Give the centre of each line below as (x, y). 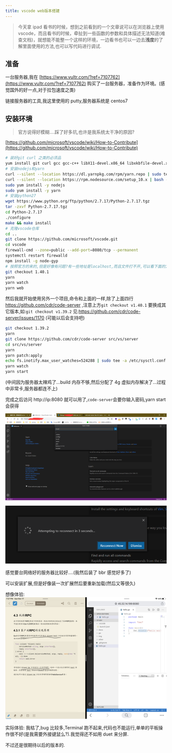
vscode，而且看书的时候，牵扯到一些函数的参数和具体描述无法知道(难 (91, 33)
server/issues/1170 (25, 318)
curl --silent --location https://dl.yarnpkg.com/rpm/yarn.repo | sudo (83, 174)
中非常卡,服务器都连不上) (31, 389)
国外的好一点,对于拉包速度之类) (42, 90)
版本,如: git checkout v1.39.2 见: (44, 312)
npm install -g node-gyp (32, 261)
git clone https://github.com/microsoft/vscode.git (61, 239)
